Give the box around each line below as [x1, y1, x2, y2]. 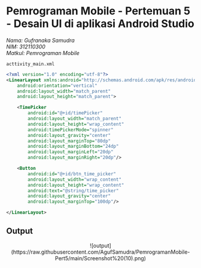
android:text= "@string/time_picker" [28, 187, 119, 194]
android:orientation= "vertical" [17, 83, 98, 89]
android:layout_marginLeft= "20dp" [28, 149, 114, 155]
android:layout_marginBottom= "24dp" [28, 144, 119, 150]
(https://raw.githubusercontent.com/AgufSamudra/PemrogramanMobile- [11, 248, 190, 255]
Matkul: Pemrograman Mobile [6, 49, 80, 56]
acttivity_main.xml [6, 61, 55, 67]
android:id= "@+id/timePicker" [28, 110, 103, 116]
